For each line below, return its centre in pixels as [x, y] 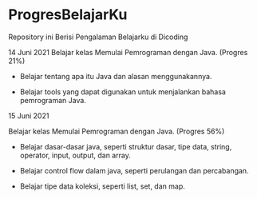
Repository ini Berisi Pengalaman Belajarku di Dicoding [98, 37]
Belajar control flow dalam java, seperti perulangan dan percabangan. [134, 170]
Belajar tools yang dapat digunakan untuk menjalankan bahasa [123, 92]
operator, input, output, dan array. [75, 155]
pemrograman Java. [53, 100]
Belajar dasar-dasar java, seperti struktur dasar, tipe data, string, [126, 146]
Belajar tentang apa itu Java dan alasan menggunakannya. [116, 76]
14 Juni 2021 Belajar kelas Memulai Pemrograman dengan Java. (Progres [128, 52]
